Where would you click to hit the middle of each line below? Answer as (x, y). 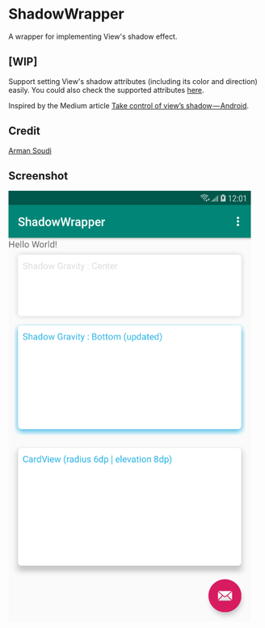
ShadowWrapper (67, 14)
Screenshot (38, 176)
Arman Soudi (30, 150)
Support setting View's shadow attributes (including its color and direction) (133, 81)
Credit (24, 131)
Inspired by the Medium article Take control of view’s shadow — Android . (128, 105)
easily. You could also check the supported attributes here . (106, 90)
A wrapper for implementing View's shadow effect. (93, 36)
